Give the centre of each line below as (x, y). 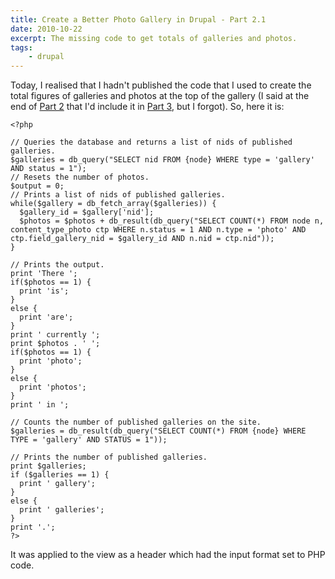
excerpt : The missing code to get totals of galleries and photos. (154, 38)
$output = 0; (37, 186)
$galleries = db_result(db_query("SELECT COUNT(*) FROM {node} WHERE (158, 431)
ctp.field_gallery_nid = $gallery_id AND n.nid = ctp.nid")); (142, 239)
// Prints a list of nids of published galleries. (118, 195)
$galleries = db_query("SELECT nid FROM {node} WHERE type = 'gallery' (162, 160)
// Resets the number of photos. (80, 177)
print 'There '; (44, 274)
